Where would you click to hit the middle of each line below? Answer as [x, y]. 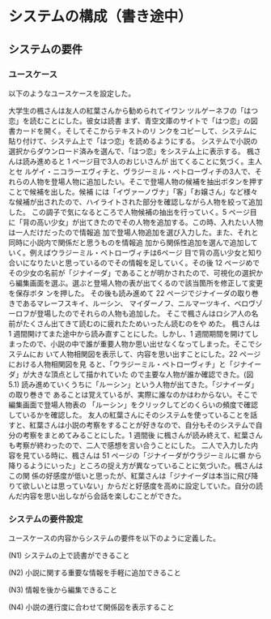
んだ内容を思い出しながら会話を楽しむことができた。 [97, 496]
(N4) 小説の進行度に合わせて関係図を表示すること [91, 607]
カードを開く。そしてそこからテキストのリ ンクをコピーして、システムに [136, 131]
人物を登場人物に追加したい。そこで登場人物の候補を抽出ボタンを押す [146, 181]
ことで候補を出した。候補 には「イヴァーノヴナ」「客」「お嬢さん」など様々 [133, 191]
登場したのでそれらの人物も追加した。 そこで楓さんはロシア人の [144, 313]
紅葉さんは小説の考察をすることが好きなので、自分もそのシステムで [143, 425]
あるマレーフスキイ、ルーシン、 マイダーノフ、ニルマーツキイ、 [128, 303]
